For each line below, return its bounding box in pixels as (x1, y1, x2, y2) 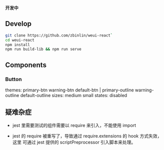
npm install (5, 42, 30, 47)
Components (5, 60, 46, 69)
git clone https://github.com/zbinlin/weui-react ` (5, 32, 113, 38)
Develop (5, 19, 31, 28)
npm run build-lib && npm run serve (5, 47, 81, 52)
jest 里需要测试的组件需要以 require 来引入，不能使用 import (12, 122, 136, 128)
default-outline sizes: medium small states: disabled (20, 92, 127, 98)
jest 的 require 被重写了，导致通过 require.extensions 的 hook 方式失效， (12, 132, 162, 139)
